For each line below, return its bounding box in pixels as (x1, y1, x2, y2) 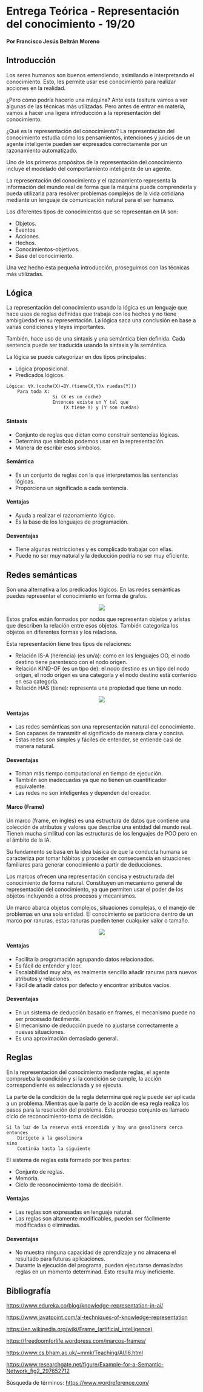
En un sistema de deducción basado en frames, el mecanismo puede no (15, 1009, 196, 1016)
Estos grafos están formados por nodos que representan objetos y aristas (6, 615, 191, 623)
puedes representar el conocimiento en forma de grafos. (6, 592, 148, 600)
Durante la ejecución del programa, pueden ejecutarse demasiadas (15, 1262, 183, 1269)
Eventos (15, 226, 36, 234)
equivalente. (15, 783, 47, 790)
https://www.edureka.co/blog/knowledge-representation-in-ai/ (6, 1302, 164, 1309)
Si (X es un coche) (52, 394, 102, 400)
